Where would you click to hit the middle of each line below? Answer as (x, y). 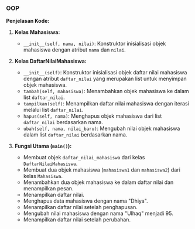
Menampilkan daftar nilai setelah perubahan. (77, 220)
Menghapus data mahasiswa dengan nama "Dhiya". (85, 201)
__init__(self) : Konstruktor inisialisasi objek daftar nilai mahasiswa (105, 73)
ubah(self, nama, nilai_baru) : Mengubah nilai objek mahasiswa (102, 129)
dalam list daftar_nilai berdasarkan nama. (75, 135)
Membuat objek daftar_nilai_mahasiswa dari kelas (84, 158)
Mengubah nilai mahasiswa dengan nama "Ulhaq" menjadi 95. (98, 213)
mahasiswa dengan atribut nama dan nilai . (74, 50)
